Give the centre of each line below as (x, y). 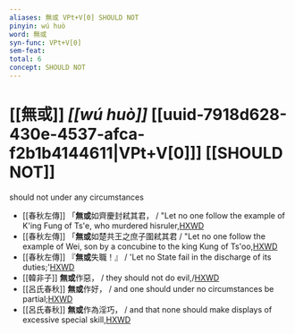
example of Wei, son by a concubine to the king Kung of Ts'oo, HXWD (150, 246)
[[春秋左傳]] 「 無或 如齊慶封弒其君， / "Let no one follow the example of (154, 215)
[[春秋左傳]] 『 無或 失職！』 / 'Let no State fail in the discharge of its (147, 257)
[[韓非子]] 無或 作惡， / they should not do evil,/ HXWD (121, 278)
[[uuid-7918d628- (219, 115)
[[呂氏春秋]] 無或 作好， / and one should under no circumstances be (148, 288)
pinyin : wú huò (38, 26)
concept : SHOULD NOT (48, 68)
